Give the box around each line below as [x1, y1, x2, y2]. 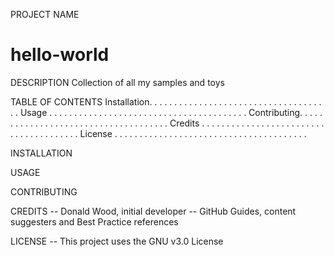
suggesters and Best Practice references [10, 215, 179, 228]
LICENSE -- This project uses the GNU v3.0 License [10, 235, 224, 247]
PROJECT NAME [10, 9, 80, 20]
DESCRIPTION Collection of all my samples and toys [10, 76, 225, 88]
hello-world [10, 44, 110, 66]
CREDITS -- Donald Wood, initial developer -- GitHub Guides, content [10, 205, 297, 217]
